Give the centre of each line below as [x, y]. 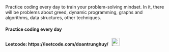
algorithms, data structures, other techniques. [53, 18]
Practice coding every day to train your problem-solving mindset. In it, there [85, 7]
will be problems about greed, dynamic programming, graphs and [74, 12]
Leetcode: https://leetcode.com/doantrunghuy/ [57, 44]
